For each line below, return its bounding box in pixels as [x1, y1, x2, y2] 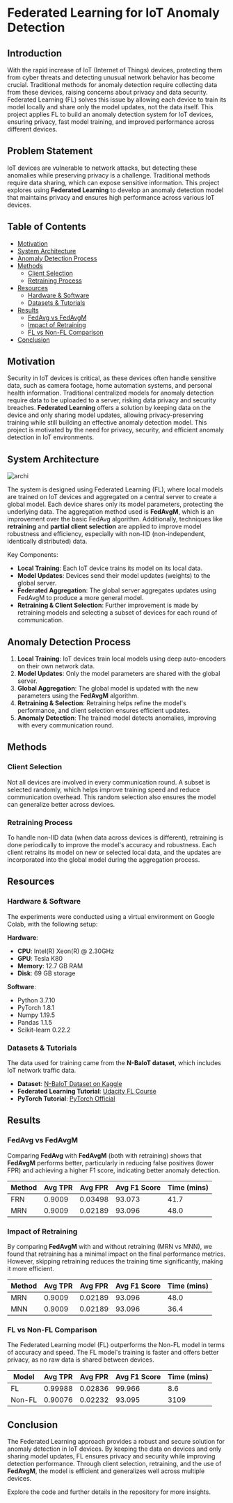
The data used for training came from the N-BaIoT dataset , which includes [7, 1059, 221, 1067]
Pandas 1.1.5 [17, 1018, 52, 1026]
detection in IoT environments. [7, 433, 95, 441]
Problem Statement [7, 145, 93, 157]
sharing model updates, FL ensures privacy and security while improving [7, 1452, 216, 1461]
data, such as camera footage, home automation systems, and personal [7, 381, 213, 390]
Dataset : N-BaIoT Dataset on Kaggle [17, 1080, 122, 1088]
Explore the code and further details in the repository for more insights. [7, 1488, 211, 1496]
